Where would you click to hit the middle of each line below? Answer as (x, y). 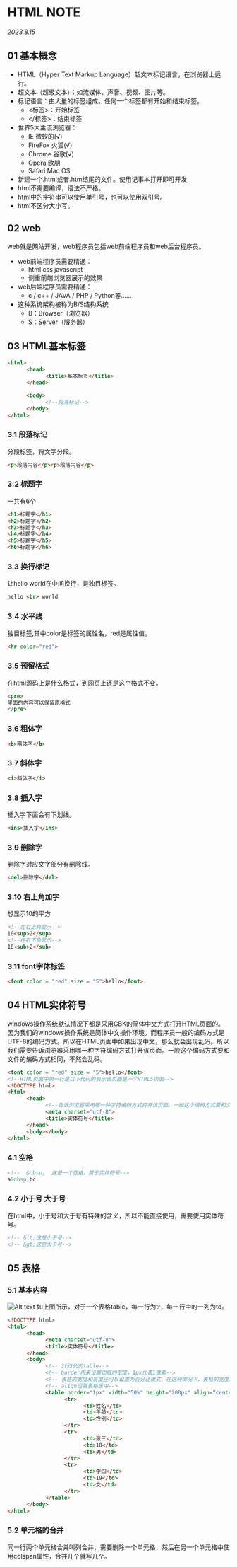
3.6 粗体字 (25, 729)
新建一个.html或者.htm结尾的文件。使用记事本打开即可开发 (102, 179)
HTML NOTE (44, 12)
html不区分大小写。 (45, 205)
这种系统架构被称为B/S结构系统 (63, 304)
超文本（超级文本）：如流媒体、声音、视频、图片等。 (93, 92)
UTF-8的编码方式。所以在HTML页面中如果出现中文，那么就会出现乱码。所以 (118, 1041)
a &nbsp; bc (22, 1179)
